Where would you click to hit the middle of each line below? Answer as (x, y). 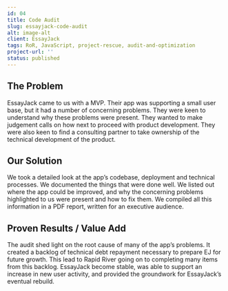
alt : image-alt (29, 33)
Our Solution (35, 161)
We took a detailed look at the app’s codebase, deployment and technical (111, 177)
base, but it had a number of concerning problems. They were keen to (106, 110)
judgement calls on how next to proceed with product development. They (111, 125)
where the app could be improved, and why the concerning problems (105, 192)
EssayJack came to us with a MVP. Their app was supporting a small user (112, 103)
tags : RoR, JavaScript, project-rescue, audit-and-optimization (101, 45)
